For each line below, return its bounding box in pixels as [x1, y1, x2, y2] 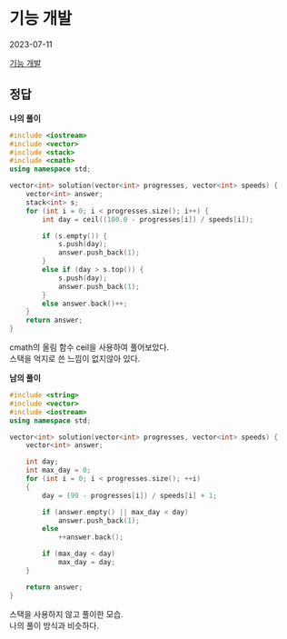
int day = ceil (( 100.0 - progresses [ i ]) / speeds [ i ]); [42, 215, 254, 224]
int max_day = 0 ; [25, 465, 92, 475]
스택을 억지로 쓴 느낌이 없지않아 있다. [9, 354, 141, 364]
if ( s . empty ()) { [42, 231, 107, 241]
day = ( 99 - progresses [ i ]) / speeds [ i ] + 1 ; [42, 491, 218, 500]
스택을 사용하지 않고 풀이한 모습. [9, 608, 124, 619]
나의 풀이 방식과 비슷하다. [9, 620, 100, 631]
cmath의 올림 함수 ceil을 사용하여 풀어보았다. [9, 342, 170, 353]
